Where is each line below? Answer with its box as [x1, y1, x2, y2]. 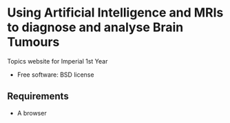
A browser [17, 108, 47, 117]
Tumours [7, 35, 60, 50]
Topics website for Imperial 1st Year [7, 57, 108, 65]
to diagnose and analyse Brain [7, 19, 184, 35]
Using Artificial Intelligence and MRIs [7, 5, 224, 21]
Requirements [7, 91, 69, 102]
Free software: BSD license [17, 70, 94, 79]
